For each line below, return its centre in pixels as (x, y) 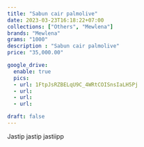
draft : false (26, 117)
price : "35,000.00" (35, 53)
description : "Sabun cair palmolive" (63, 46)
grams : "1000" (28, 40)
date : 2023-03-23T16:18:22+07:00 (56, 20)
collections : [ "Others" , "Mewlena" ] (60, 26)
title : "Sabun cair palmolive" (53, 14)
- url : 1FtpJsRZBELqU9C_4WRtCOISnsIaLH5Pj (76, 84)
